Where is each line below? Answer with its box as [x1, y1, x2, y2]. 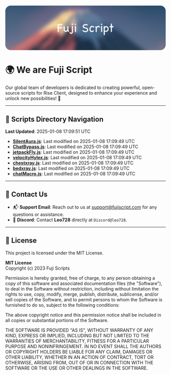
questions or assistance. [12, 211, 65, 217]
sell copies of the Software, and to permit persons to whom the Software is [5, 296, 163, 303]
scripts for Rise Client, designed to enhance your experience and [21, 90, 157, 96]
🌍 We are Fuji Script [5, 64, 93, 76]
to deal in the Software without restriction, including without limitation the [5, 285, 159, 292]
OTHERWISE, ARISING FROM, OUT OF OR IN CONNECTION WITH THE [5, 359, 154, 365]
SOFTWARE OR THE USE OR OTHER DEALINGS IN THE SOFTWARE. [5, 365, 148, 371]
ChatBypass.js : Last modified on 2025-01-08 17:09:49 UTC [12, 143, 138, 150]
